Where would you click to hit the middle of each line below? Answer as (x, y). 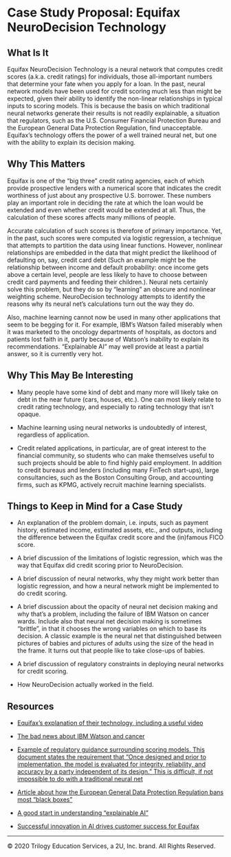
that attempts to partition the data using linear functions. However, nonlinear (115, 245)
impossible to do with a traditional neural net (80, 779)
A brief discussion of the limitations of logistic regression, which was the (120, 558)
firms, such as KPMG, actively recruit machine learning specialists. (111, 484)
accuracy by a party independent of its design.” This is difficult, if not (115, 772)
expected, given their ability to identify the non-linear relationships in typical (115, 99)
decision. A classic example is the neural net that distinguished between (119, 636)
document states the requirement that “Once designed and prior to (111, 757)
